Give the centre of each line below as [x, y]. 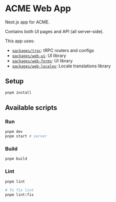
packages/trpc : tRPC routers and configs [53, 50]
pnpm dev [14, 132]
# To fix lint [20, 190]
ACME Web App [38, 9]
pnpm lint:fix [20, 195]
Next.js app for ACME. [27, 22]
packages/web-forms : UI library [42, 61]
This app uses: [20, 41]
